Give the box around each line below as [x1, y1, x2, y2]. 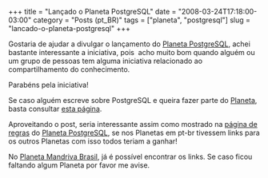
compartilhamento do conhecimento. [8, 65, 130, 74]
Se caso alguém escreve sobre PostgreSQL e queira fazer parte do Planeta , [8, 96, 258, 105]
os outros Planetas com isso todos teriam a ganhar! [8, 136, 178, 146]
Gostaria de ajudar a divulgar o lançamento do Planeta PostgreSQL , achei [8, 39, 250, 49]
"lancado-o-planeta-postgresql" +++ [8, 24, 130, 33]
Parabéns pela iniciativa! [8, 80, 90, 89]
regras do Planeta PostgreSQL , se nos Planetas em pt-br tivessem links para [8, 128, 260, 137]
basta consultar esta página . [8, 104, 102, 113]
